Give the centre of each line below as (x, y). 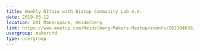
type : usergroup (26, 39)
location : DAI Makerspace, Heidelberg (54, 22)
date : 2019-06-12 (28, 17)
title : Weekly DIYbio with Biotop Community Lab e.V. (74, 11)
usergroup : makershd (32, 33)
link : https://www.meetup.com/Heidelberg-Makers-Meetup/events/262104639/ (101, 28)
